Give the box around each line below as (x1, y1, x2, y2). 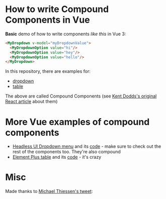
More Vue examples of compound (5, 116, 150, 128)
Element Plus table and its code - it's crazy (12, 154, 102, 160)
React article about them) (5, 98, 58, 105)
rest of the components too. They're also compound (12, 149, 121, 155)
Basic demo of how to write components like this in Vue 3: (5, 31, 126, 37)
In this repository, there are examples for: (5, 68, 91, 74)
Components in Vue (5, 14, 90, 26)
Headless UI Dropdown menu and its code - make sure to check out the (12, 143, 161, 149)
